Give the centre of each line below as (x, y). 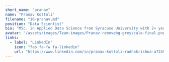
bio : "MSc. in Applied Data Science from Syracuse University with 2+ (81, 28)
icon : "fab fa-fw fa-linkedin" (47, 47)
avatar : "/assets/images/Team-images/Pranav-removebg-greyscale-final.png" (86, 33)
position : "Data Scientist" (35, 24)
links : (12, 38)
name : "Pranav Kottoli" (30, 14)
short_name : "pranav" (28, 10)
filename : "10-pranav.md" (32, 19)
